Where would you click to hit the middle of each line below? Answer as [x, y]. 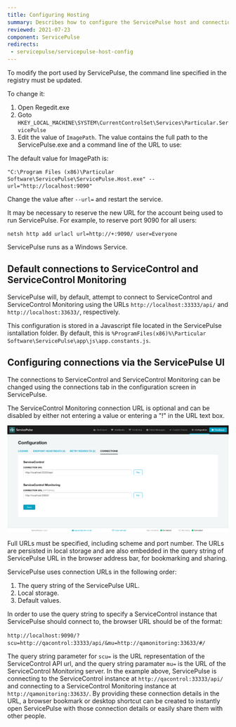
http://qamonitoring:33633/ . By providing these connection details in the [113, 693]
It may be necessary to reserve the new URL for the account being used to [115, 213]
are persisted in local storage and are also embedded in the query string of [116, 551]
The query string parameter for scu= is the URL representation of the [106, 656]
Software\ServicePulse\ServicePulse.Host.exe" [77, 179]
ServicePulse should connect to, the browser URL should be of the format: [115, 621]
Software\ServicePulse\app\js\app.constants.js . [79, 340]
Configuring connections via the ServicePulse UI [116, 363]
